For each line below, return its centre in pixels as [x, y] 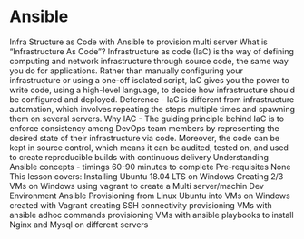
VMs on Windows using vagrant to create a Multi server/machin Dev [137, 186]
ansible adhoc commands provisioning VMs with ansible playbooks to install [152, 215]
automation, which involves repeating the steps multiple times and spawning [152, 109]
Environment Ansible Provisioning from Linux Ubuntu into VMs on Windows [150, 196]
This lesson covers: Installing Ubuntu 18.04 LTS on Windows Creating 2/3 [147, 176]
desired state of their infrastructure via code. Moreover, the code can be [144, 138]
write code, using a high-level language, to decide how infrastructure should [152, 90]
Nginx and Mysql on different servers [79, 225]
